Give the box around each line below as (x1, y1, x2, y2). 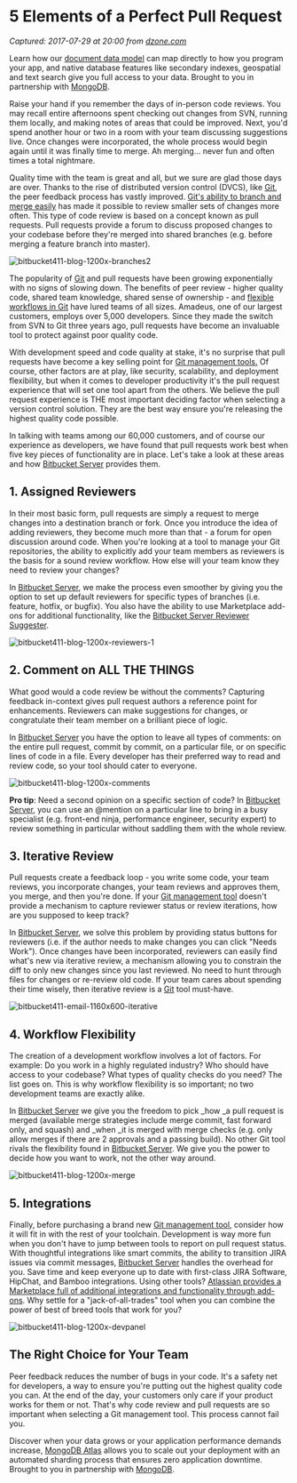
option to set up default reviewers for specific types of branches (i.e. (9, 591, 261, 602)
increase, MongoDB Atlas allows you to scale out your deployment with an (9, 1445, 281, 1455)
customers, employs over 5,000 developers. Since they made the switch (9, 310, 273, 321)
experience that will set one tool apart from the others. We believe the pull (9, 384, 279, 395)
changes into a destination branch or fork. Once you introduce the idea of (9, 517, 278, 528)
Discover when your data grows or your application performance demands (9, 1435, 282, 1446)
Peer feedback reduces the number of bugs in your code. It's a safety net (9, 1371, 277, 1382)
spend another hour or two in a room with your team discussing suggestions (9, 126, 288, 137)
